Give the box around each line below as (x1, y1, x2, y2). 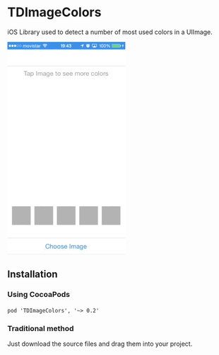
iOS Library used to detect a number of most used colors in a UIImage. (7, 28, 213, 36)
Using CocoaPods (7, 290, 71, 300)
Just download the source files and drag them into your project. (7, 339, 193, 348)
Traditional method (7, 323, 74, 333)
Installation (7, 269, 58, 281)
